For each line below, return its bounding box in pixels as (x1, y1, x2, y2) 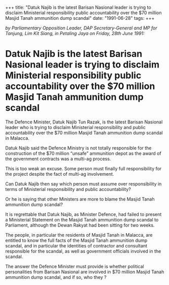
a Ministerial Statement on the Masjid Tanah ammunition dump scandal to (5, 216, 159, 223)
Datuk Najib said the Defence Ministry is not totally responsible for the (5, 145, 152, 151)
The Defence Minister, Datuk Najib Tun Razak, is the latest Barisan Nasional (5, 119, 163, 125)
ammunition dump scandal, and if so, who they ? (5, 274, 107, 280)
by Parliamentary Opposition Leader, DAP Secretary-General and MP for (5, 25, 157, 31)
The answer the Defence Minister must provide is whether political (5, 263, 145, 269)
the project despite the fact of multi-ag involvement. (5, 171, 114, 177)
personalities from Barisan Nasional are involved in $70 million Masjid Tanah (5, 269, 164, 275)
